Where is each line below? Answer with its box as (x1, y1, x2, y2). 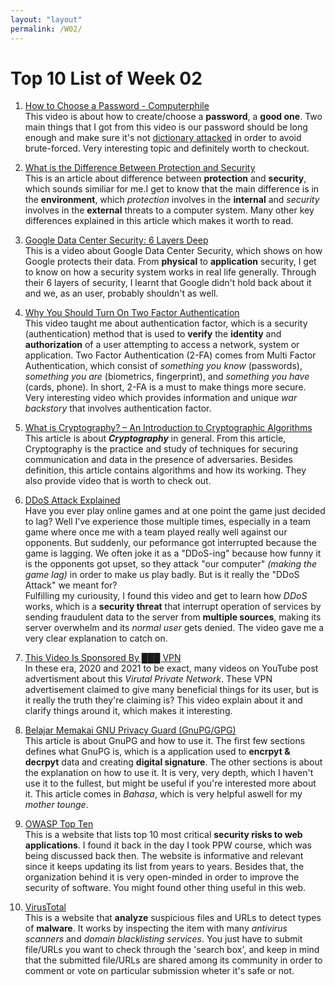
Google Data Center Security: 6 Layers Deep (24, 234, 209, 246)
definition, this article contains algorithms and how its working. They (24, 464, 307, 476)
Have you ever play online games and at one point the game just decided (24, 505, 326, 517)
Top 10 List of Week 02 (10, 67, 203, 90)
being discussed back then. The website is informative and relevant (24, 850, 304, 862)
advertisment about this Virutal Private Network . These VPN (24, 673, 273, 685)
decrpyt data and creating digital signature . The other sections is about (24, 756, 323, 768)
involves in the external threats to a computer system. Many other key (24, 204, 315, 216)
